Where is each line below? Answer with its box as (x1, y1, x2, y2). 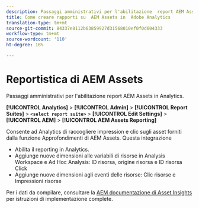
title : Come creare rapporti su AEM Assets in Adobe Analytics (6, 14, 171, 20)
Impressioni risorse (14, 177, 62, 184)
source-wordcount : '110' (6, 36, 68, 42)
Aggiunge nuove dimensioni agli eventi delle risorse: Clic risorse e (14, 171, 176, 178)
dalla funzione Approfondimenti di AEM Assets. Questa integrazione (6, 134, 172, 141)
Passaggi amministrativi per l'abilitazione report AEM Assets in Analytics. (6, 92, 184, 99)
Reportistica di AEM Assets (6, 73, 143, 86)
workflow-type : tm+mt (6, 31, 60, 37)
